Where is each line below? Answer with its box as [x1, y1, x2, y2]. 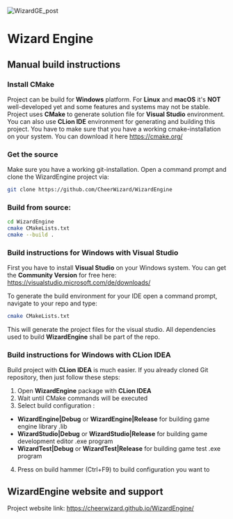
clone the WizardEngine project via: [7, 173, 109, 181]
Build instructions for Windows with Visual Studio [7, 248, 179, 257]
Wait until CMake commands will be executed [17, 394, 148, 403]
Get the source [7, 150, 58, 159]
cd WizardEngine [7, 218, 54, 225]
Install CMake [7, 79, 54, 89]
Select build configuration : [17, 401, 95, 410]
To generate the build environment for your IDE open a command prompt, [7, 292, 218, 301]
